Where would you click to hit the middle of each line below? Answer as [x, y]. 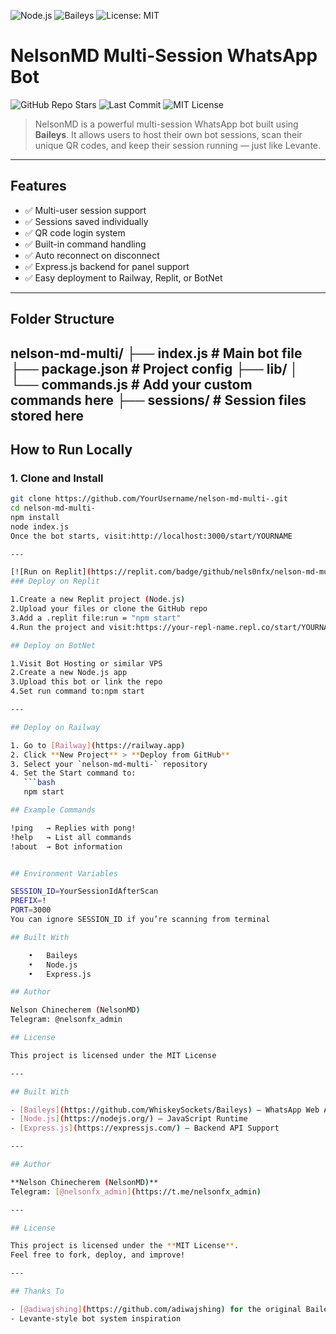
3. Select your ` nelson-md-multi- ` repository [109, 764]
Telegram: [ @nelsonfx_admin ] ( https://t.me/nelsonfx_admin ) [136, 1191]
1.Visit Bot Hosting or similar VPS [86, 663]
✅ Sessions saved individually [86, 221]
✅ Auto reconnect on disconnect [92, 255]
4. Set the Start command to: [73, 773]
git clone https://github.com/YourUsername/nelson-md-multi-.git [149, 499]
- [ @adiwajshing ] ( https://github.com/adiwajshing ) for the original [156, 1309]
